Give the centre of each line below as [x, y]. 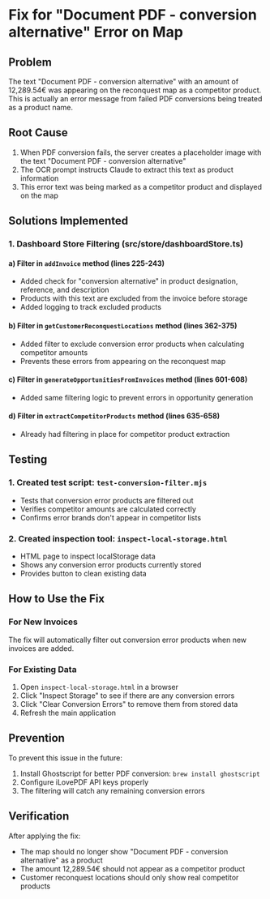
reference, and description [64, 290]
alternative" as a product [61, 860]
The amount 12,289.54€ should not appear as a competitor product [133, 868]
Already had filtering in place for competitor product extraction [125, 434]
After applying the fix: [45, 836]
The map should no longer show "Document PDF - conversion [124, 851]
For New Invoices [43, 622]
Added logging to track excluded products [91, 307]
